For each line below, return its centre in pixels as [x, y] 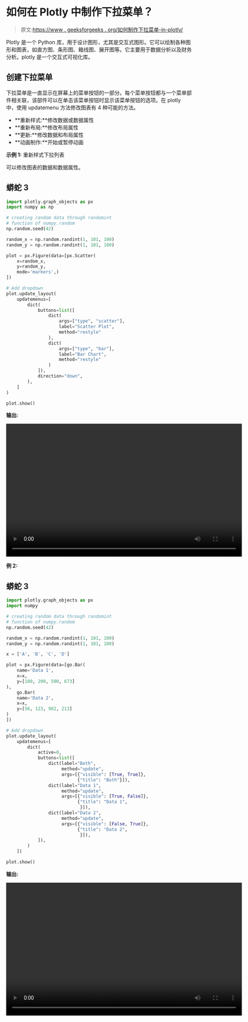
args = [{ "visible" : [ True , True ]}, [104, 774]
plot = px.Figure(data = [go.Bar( [46, 665]
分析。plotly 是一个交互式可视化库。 [50, 57]
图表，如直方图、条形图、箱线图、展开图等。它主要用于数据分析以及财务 [104, 49]
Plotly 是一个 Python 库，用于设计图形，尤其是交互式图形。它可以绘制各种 [96, 42]
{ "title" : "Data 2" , [102, 829]
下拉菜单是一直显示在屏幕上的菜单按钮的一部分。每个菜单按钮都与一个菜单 [96, 93]
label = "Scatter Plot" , [87, 327]
